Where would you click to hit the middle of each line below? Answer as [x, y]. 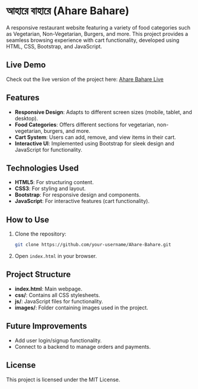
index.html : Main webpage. [48, 289]
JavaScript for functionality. [48, 149]
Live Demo [26, 65]
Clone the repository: [40, 234]
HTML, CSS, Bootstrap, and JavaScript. [54, 46]
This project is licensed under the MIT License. [63, 380]
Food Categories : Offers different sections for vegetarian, [85, 125]
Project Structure [38, 275]
